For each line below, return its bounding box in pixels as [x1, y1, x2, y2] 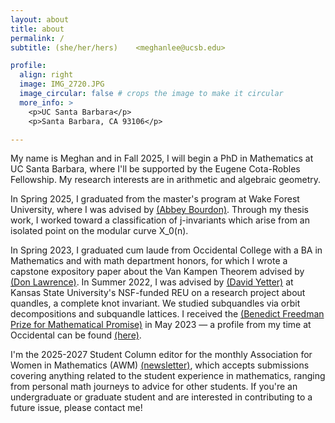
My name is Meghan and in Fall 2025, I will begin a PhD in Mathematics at [10, 152, 314, 165]
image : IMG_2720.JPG [19, 79, 105, 90]
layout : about [10, 14, 70, 25]
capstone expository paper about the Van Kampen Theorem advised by [10, 266, 305, 278]
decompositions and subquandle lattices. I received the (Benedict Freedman [10, 308, 325, 320]
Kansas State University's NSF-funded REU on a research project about [10, 287, 306, 299]
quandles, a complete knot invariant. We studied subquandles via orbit [10, 297, 301, 310]
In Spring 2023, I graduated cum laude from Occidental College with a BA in [10, 244, 323, 256]
